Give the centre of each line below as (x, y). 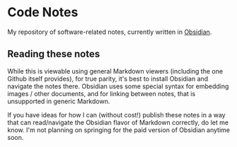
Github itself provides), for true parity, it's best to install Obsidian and (108, 78)
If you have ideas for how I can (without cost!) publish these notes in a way (116, 114)
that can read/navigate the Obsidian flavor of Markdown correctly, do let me (118, 122)
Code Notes (43, 12)
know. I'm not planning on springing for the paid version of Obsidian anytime (119, 130)
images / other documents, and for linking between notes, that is (102, 93)
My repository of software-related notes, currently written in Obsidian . (110, 32)
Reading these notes (54, 54)
